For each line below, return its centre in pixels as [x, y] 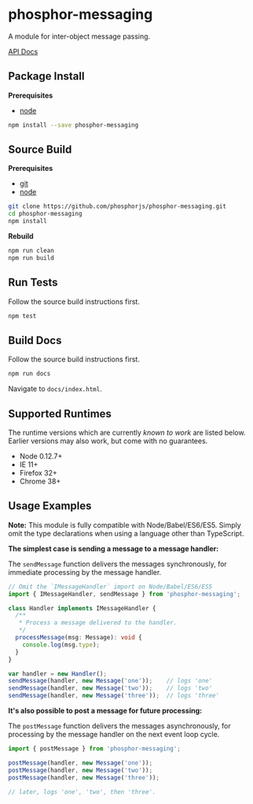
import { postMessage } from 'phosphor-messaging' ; [94, 749]
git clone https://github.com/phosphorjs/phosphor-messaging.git [117, 206]
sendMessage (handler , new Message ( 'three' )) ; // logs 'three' [114, 696]
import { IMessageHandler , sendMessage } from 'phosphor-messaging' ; [125, 594]
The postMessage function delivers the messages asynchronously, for [119, 726]
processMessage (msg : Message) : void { [79, 638]
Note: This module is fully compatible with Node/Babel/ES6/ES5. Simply [125, 524]
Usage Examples [50, 506]
